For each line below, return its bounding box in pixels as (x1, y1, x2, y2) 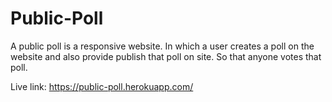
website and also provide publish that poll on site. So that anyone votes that (10, 50, 322, 62)
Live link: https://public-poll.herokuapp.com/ (10, 80, 194, 92)
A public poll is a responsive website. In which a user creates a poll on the (10, 40, 315, 52)
